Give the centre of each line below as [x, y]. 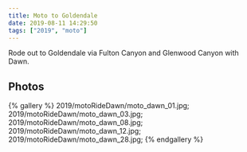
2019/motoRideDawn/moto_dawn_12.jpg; [75, 131]
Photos [26, 86]
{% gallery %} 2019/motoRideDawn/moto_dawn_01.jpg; [99, 106]
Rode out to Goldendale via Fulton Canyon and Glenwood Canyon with [123, 53]
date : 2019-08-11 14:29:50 [53, 23]
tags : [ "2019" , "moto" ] [48, 30]
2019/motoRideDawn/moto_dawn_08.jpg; [76, 123]
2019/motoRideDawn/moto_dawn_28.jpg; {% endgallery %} [106, 139]
